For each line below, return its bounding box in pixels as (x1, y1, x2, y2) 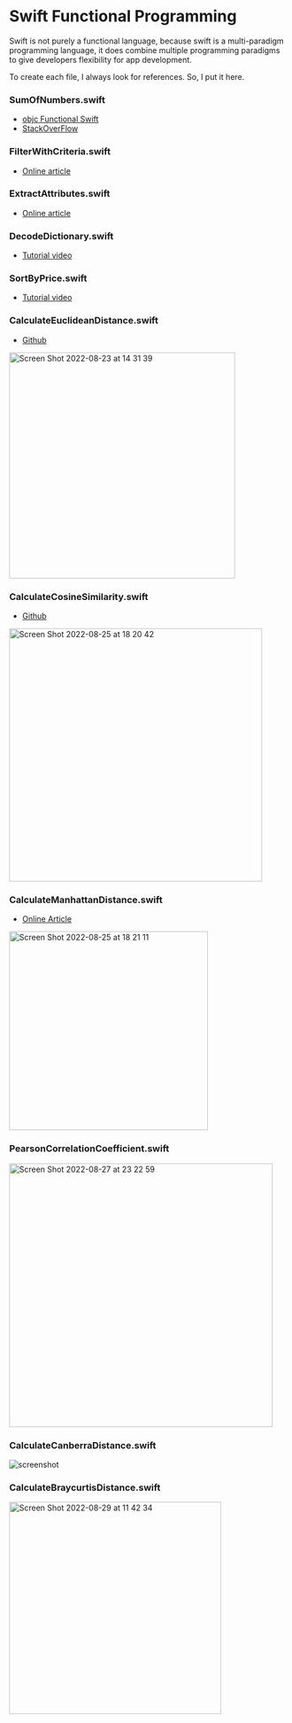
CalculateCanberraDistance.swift (9, 1438, 157, 1451)
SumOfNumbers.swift (9, 93, 106, 105)
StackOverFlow (21, 123, 79, 134)
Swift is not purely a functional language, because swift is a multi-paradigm (9, 35, 285, 46)
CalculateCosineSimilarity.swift (9, 590, 149, 603)
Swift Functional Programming (9, 6, 237, 27)
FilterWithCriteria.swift (9, 145, 111, 158)
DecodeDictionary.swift (9, 230, 114, 242)
